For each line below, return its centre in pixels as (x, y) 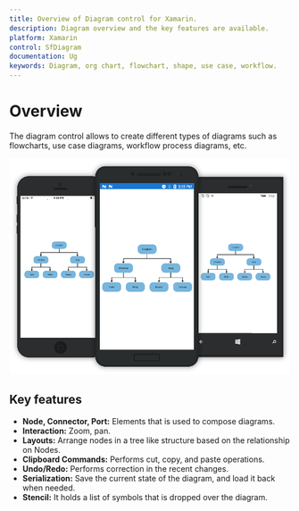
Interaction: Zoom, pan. (66, 431)
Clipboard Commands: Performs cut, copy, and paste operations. (143, 459)
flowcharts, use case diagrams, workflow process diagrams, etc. (128, 145)
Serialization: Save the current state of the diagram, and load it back (149, 478)
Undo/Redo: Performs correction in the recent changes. (125, 468)
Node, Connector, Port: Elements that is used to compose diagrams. (148, 421)
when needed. (49, 488)
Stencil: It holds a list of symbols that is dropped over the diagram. (145, 497)
